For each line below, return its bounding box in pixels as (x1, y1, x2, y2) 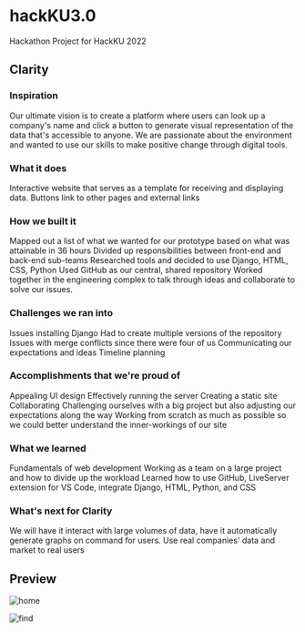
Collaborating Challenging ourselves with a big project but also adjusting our (9, 400, 297, 411)
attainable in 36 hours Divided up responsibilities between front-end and (9, 245, 282, 256)
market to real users (9, 545, 85, 556)
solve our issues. (9, 284, 73, 295)
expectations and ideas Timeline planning (9, 347, 166, 358)
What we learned (9, 442, 86, 454)
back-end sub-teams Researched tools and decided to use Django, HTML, (9, 255, 289, 266)
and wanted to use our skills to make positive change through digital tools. (9, 138, 289, 150)
